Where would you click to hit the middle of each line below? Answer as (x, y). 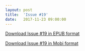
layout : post (19, 10)
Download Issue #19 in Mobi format (42, 43)
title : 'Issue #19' (27, 15)
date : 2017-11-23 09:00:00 (36, 19)
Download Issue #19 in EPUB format (42, 34)
